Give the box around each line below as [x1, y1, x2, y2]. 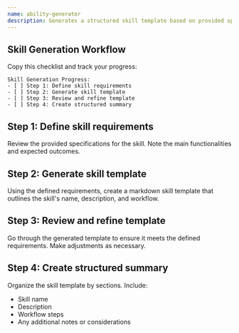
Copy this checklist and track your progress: [7, 62, 137, 71]
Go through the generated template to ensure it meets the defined [7, 233, 201, 242]
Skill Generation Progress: [7, 76, 91, 83]
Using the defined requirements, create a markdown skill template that [7, 186, 213, 195]
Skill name [17, 294, 48, 303]
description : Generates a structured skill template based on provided [7, 17, 224, 24]
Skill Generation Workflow [7, 43, 126, 56]
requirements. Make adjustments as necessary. [7, 241, 146, 250]
